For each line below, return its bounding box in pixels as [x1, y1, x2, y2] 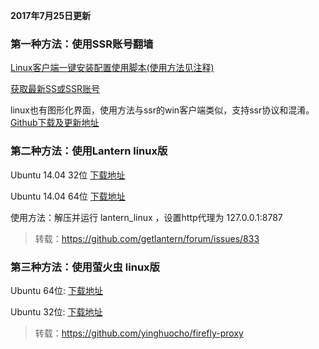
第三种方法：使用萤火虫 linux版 [10, 260, 160, 274]
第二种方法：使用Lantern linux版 [10, 144, 168, 158]
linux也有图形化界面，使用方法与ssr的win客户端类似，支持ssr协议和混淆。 [10, 104, 315, 116]
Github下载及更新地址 [10, 117, 100, 129]
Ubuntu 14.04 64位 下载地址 [10, 190, 126, 202]
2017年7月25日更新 [10, 10, 92, 21]
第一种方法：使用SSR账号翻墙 [10, 37, 154, 51]
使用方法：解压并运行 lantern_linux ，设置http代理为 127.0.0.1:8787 [10, 211, 283, 223]
